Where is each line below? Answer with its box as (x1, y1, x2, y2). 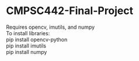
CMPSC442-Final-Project (6, 4, 134, 18)
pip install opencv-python (6, 36, 68, 43)
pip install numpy (6, 48, 47, 55)
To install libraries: (6, 29, 50, 36)
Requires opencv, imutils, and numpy (6, 23, 95, 30)
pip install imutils (6, 42, 47, 49)
